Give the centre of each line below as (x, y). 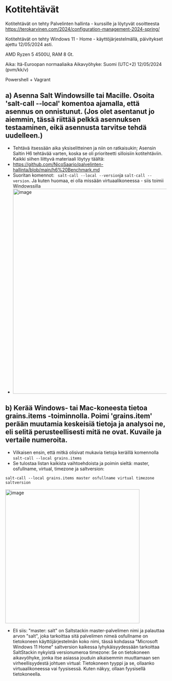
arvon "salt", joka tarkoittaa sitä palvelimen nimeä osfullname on (80, 636)
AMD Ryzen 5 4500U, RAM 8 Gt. (40, 54)
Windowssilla (27, 186)
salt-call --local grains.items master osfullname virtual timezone (80, 478)
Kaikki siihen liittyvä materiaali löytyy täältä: (59, 159)
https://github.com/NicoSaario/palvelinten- (58, 164)
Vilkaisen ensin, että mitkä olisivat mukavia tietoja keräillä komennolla (85, 452)
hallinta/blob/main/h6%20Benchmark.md (56, 169)
